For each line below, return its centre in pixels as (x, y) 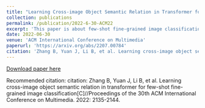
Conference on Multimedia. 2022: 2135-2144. (63, 100)
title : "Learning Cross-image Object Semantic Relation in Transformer (99, 12)
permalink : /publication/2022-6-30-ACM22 (60, 23)
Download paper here (34, 69)
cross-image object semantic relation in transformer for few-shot (88, 87)
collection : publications (39, 18)
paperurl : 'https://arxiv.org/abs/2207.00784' (67, 46)
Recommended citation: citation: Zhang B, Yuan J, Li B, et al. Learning (94, 80)
